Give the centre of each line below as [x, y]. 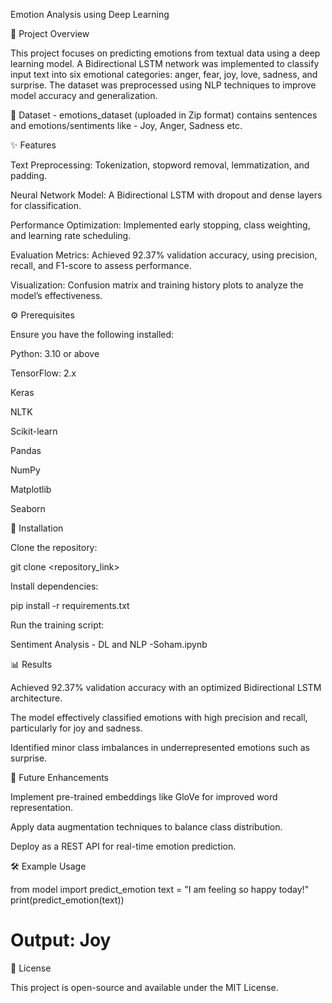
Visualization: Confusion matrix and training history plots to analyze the [157, 285]
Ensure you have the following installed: [92, 334]
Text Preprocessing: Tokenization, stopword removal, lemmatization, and [160, 165]
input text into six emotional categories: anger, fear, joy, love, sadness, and [164, 74]
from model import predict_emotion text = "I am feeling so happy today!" [160, 889]
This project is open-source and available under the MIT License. [144, 987]
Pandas [26, 450]
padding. [28, 175]
